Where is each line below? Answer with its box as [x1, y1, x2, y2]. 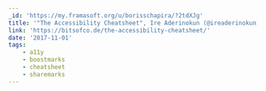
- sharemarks [22, 70, 66, 78]
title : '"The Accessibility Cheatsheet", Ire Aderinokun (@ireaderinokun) [8, 19, 260, 27]
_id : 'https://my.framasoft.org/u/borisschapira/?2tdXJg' [8, 11, 203, 20]
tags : [8, 41, 26, 49]
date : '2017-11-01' [8, 33, 73, 42]
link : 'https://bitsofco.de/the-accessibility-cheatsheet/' [8, 26, 211, 34]
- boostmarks [22, 56, 66, 64]
